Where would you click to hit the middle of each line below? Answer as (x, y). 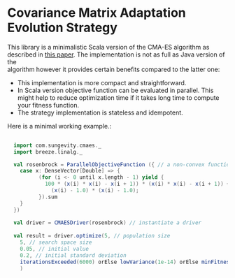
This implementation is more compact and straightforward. (102, 82)
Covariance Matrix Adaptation (97, 13)
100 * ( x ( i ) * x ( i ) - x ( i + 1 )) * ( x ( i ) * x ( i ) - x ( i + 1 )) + (137, 184)
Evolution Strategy (62, 28)
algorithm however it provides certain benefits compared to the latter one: (114, 69)
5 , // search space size (56, 242)
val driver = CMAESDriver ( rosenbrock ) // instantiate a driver (107, 223)
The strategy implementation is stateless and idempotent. (100, 112)
